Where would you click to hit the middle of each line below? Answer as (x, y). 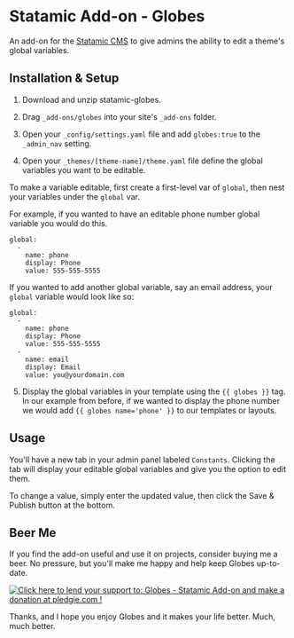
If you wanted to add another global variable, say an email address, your (141, 287)
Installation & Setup (64, 79)
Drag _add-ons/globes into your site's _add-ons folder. (119, 116)
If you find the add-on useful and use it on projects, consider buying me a (143, 554)
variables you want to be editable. (84, 169)
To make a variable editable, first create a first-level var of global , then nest (147, 187)
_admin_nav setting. (57, 143)
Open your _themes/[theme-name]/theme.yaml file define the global (142, 161)
